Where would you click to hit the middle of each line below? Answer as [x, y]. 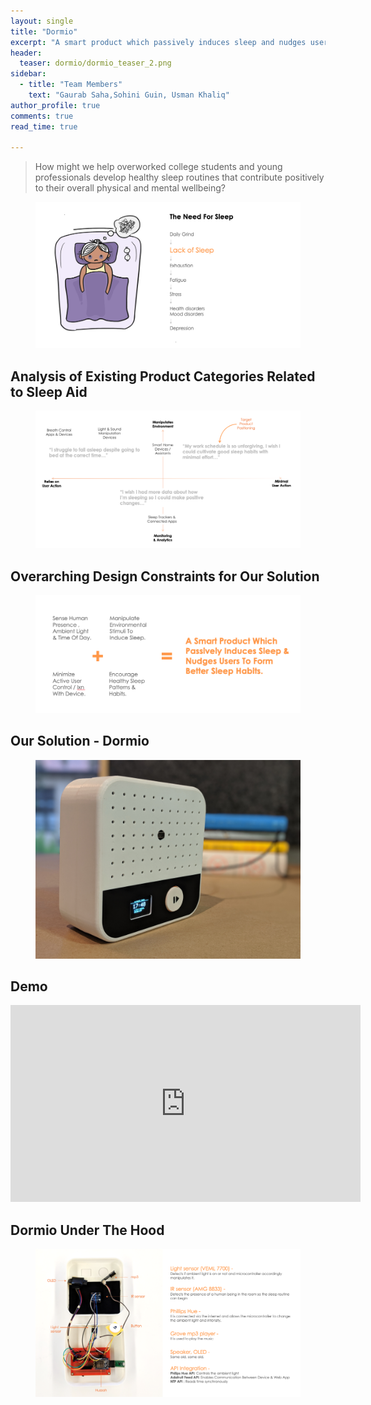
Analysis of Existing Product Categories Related [163, 376]
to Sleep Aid [49, 391]
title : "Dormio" [44, 31]
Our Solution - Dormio [80, 741]
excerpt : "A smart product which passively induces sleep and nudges [158, 42]
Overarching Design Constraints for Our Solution [165, 576]
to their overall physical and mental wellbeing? [130, 188]
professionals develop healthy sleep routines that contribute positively [179, 177]
